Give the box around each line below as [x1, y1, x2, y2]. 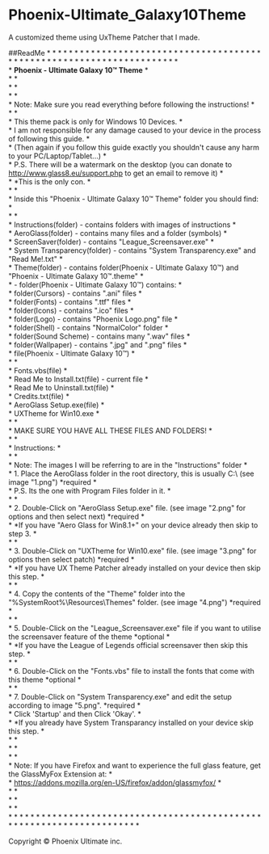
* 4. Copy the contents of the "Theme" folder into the [8, 588, 186, 599]
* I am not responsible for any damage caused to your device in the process [8, 125, 261, 135]
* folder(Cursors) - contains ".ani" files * [8, 288, 143, 298]
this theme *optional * [8, 675, 82, 684]
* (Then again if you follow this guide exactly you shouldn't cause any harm [8, 142, 260, 152]
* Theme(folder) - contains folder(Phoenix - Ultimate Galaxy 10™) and [8, 263, 239, 272]
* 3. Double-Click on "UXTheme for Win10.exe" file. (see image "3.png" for [8, 545, 257, 555]
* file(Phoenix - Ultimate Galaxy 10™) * [8, 348, 136, 358]
